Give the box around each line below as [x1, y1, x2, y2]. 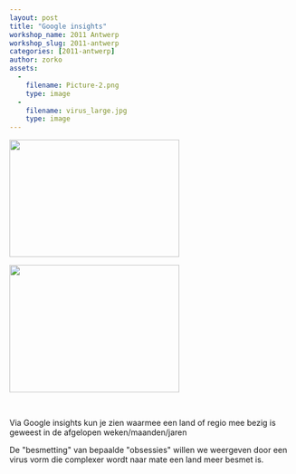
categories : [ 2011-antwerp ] [9, 47, 116, 56]
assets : [9, 64, 39, 73]
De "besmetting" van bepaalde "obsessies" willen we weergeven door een [9, 445, 288, 456]
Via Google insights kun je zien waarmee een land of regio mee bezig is [9, 418, 276, 429]
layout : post [9, 13, 59, 23]
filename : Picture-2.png [25, 81, 119, 90]
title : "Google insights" [9, 22, 107, 31]
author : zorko [9, 55, 63, 64]
